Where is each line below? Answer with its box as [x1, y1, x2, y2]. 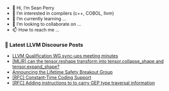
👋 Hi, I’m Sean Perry [12, 5, 54, 11]
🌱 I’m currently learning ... [12, 16, 67, 21]
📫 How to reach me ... [12, 27, 60, 33]
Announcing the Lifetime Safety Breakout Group [12, 69, 113, 75]
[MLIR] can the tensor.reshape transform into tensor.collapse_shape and [12, 58, 164, 65]
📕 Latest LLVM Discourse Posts [5, 41, 83, 48]
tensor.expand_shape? [12, 64, 60, 70]
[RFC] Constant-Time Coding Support [12, 74, 92, 81]
